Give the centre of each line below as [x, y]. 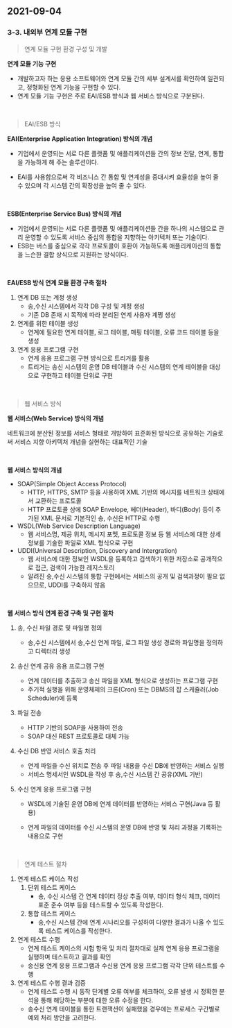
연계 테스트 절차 [45, 864]
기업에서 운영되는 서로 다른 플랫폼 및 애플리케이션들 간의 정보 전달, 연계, [114, 153]
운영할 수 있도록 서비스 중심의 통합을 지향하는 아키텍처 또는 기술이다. [117, 237]
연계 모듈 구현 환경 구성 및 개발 [65, 49]
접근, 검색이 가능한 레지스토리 [75, 567]
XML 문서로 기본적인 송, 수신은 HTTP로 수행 [100, 518]
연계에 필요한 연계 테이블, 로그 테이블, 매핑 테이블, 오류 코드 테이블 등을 [123, 332]
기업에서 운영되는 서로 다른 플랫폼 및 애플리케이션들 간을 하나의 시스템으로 [117, 228]
